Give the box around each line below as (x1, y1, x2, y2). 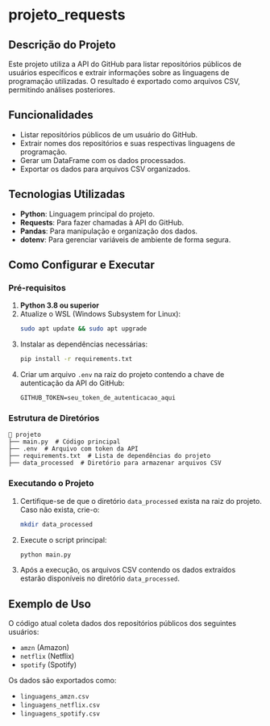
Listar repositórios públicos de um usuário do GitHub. (19, 129, 198, 139)
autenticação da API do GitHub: (19, 378, 125, 388)
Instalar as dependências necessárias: (19, 339, 148, 349)
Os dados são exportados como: (8, 676, 117, 686)
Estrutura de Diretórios (8, 412, 100, 423)
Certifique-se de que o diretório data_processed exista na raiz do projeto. (19, 496, 262, 506)
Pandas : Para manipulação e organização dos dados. (19, 226, 198, 236)
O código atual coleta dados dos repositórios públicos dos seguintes (8, 619, 236, 628)
